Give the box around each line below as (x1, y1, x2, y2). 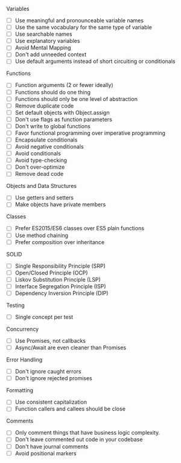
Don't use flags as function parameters (14, 115, 113, 123)
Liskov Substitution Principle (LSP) (14, 276, 101, 283)
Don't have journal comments (14, 442, 89, 450)
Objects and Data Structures (6, 183, 77, 190)
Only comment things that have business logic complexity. (14, 429, 160, 436)
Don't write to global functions (14, 122, 91, 129)
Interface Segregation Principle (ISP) (14, 282, 107, 290)
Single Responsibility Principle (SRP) (14, 262, 106, 270)
